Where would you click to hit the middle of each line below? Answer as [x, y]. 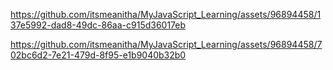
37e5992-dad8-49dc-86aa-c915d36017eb [98, 25]
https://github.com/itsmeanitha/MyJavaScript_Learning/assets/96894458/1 [166, 14]
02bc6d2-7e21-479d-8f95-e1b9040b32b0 [98, 55]
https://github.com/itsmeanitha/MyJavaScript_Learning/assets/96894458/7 [166, 44]
